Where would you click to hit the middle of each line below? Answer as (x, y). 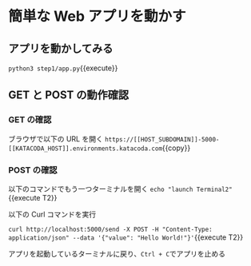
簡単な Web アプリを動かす (97, 16)
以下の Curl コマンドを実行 (52, 214)
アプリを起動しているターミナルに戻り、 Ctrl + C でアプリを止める (117, 253)
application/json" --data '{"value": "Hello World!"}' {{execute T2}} (126, 237)
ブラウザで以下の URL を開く (56, 139)
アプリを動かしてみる (61, 48)
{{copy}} (176, 148)
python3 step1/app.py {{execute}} (63, 68)
